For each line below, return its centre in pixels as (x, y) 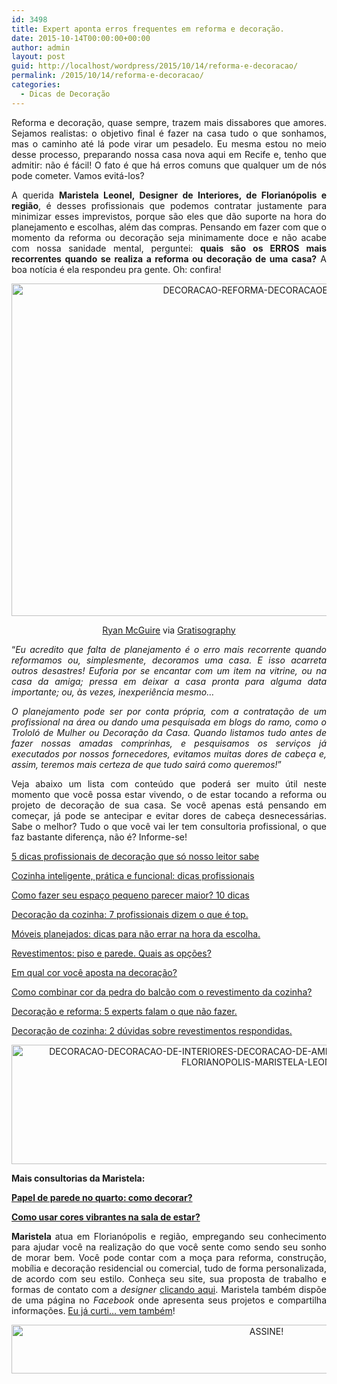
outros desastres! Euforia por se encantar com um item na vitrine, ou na (169, 670)
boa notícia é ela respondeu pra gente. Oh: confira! (116, 269)
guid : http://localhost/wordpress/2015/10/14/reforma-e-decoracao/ (155, 66)
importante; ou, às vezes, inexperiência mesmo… (113, 692)
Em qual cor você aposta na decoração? (94, 972)
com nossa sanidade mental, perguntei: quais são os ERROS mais (169, 248)
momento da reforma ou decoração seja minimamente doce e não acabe (169, 237)
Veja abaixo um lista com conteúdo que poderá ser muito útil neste (169, 783)
